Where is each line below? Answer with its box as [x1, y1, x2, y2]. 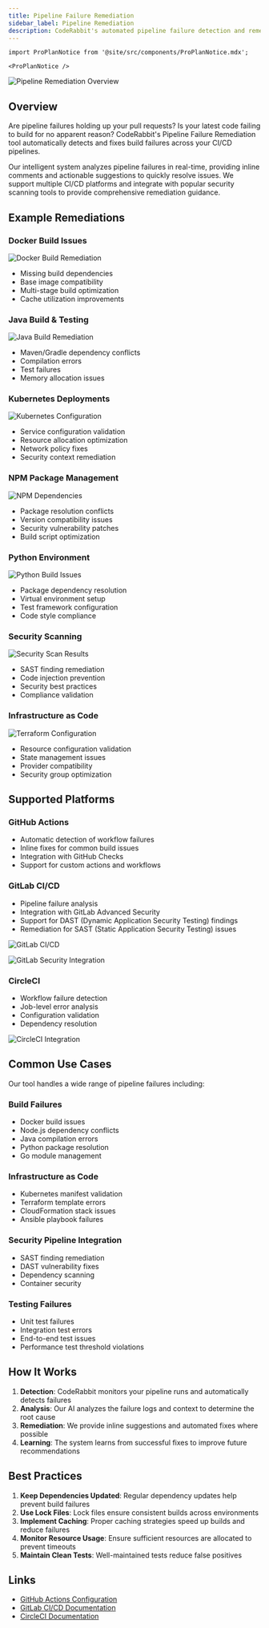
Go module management [19, 1151, 102, 1161]
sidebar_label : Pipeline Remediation [8, 19, 134, 27]
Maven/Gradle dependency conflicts [19, 348, 141, 357]
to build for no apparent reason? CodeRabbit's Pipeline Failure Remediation [8, 130, 256, 139]
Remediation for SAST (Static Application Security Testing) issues [19, 924, 237, 934]
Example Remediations [8, 211, 126, 224]
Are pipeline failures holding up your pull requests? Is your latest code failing [8, 121, 261, 131]
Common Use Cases [8, 1058, 112, 1071]
